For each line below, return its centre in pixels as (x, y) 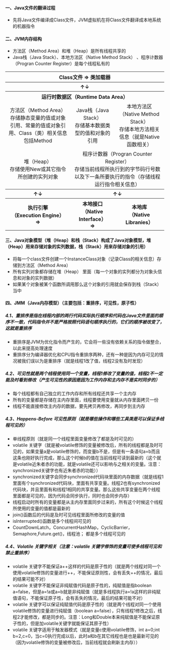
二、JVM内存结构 (23, 39)
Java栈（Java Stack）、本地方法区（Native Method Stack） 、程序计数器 (88, 57)
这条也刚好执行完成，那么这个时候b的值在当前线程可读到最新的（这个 (85, 458)
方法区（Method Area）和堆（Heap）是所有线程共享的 (69, 51)
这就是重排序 (18, 328)
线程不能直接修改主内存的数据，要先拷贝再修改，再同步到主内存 (79, 406)
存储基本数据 (90, 126)
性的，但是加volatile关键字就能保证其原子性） (64, 624)
